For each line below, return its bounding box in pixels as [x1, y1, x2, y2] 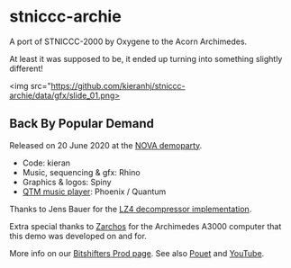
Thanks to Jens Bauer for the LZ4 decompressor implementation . [9, 203, 252, 214]
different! [9, 63, 43, 74]
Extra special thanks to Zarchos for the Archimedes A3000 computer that [9, 220, 282, 231]
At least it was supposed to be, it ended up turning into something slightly [9, 53, 283, 64]
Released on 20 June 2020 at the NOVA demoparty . [9, 139, 203, 150]
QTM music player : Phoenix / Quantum [22, 186, 167, 197]
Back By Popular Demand [9, 116, 155, 131]
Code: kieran [22, 157, 70, 168]
